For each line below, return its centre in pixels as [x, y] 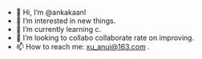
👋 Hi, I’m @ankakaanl [51, 12]
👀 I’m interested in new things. [66, 21]
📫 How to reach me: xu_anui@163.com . [83, 47]
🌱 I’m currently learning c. [59, 29]
